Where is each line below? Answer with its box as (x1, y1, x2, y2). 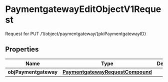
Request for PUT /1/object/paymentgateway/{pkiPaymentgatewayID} (5, 30, 146, 36)
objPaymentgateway (7, 68, 58, 75)
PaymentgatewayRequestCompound (62, 68, 152, 75)
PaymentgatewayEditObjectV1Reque (5, 3, 161, 15)
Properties (5, 45, 39, 53)
